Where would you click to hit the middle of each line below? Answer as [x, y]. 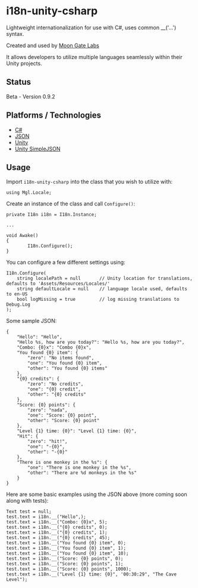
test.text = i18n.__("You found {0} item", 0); [66, 543]
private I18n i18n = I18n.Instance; [51, 215]
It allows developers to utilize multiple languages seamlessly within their [94, 57]
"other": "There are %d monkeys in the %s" [82, 473]
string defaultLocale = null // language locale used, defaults [102, 289]
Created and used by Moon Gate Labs [53, 45]
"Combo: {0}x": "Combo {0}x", [54, 347]
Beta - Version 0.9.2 [31, 96]
